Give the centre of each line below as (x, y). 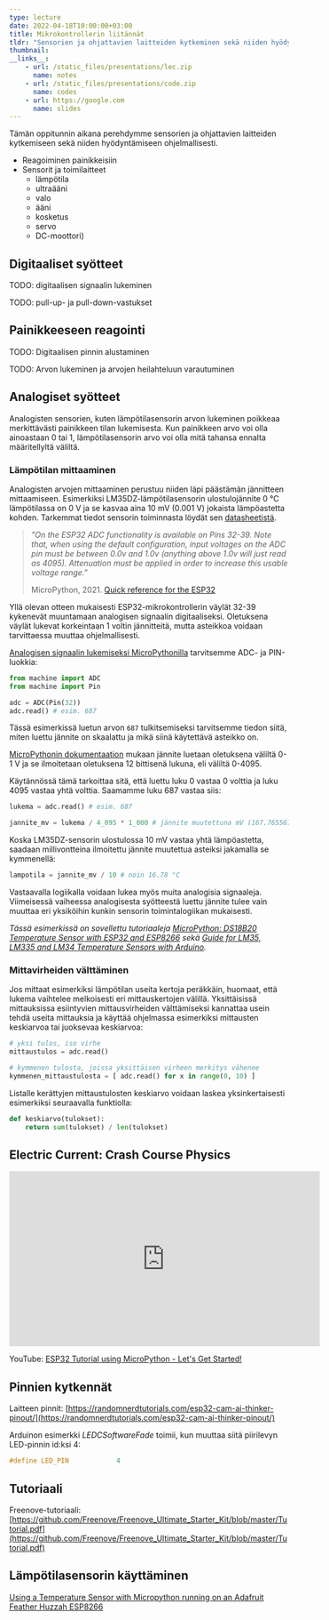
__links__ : (29, 59)
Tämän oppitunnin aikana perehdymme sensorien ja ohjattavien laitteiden (143, 133)
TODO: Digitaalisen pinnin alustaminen (79, 351)
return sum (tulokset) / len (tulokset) (97, 1127)
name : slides (57, 108)
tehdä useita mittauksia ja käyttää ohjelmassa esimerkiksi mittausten (134, 1018)
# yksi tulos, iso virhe (55, 1044)
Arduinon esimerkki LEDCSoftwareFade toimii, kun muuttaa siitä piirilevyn (143, 1435)
